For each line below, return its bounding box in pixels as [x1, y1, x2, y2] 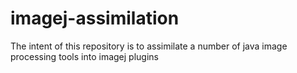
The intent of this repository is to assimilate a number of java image [10, 40, 288, 52]
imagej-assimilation [10, 7, 180, 30]
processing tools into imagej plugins [10, 50, 159, 62]
